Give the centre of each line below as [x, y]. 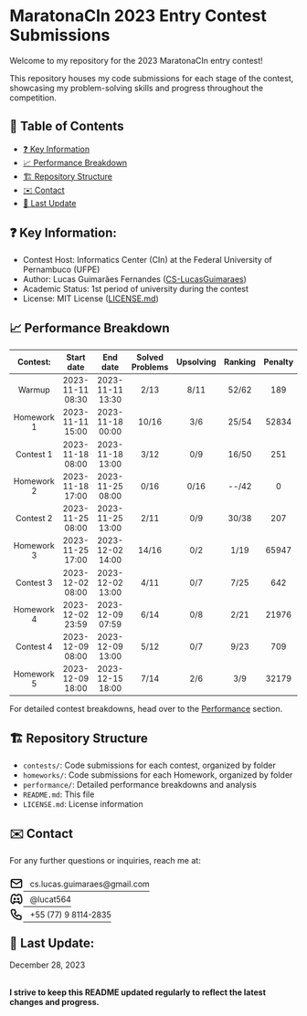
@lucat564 [50, 899]
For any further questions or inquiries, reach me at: [105, 860]
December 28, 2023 [48, 965]
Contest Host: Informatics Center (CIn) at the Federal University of [147, 259]
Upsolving [196, 362]
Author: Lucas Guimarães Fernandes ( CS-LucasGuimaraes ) [134, 278]
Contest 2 [34, 518]
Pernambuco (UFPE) [61, 269]
